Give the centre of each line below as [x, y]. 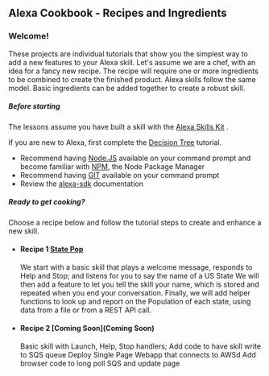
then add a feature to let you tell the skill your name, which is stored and [139, 284]
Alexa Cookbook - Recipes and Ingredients [118, 13]
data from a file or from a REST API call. [85, 310]
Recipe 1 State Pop [52, 250]
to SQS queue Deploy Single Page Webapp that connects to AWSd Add [138, 355]
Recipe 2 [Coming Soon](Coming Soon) [87, 328]
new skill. [24, 231]
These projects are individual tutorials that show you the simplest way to [128, 54]
